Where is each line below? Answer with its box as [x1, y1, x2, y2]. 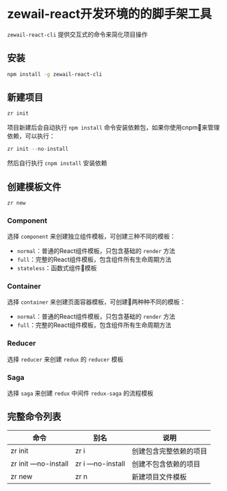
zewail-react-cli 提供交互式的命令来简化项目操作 [7, 30, 148, 38]
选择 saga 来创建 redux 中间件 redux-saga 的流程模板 [7, 389, 154, 398]
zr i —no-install [75, 459, 125, 468]
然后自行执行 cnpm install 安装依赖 [7, 159, 107, 167]
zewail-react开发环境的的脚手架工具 [7, 6, 212, 22]
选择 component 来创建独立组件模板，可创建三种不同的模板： [7, 232, 176, 241]
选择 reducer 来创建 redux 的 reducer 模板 [7, 355, 124, 363]
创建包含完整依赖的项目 [131, 446, 207, 456]
